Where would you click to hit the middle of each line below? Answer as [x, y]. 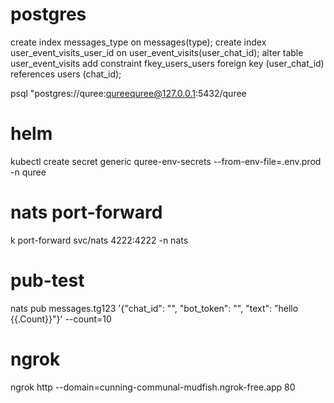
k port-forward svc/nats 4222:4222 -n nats [99, 240]
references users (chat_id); [66, 74]
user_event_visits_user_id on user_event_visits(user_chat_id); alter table [157, 52]
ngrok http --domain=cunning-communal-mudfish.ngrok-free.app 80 [153, 387]
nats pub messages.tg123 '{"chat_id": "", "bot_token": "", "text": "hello [154, 308]
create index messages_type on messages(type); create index [138, 42]
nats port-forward [86, 212]
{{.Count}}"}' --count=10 [61, 319]
